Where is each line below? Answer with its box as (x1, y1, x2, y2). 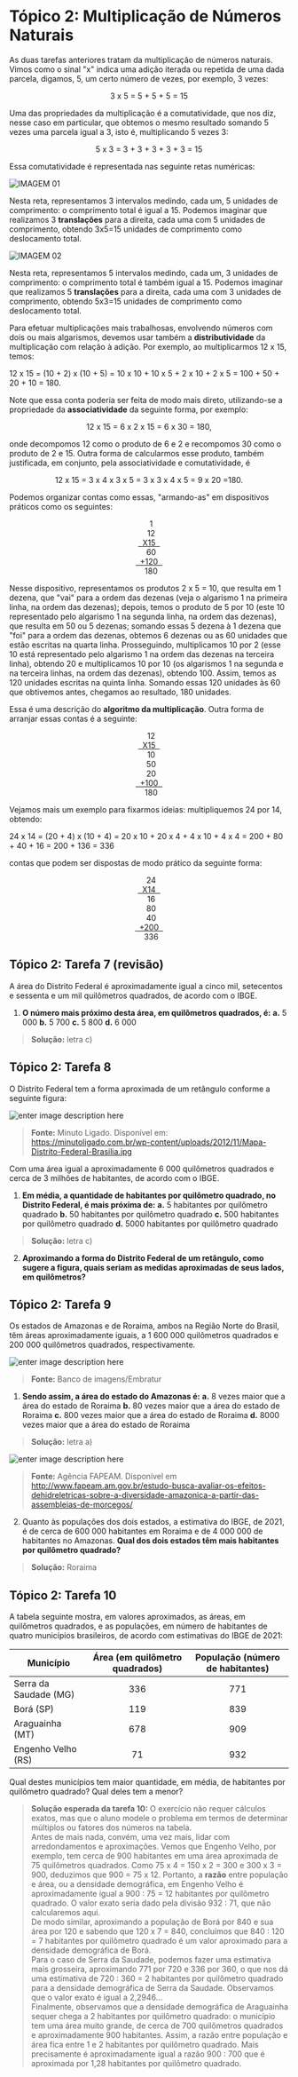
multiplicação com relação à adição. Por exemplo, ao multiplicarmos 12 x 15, (9, 341, 287, 352)
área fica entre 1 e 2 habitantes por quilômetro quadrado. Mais (30, 2040, 259, 2050)
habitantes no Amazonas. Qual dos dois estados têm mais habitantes (21, 1535, 279, 1546)
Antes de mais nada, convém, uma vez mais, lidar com (30, 1832, 231, 1843)
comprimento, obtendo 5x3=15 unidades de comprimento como (9, 296, 242, 306)
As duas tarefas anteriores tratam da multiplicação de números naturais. (9, 54, 273, 65)
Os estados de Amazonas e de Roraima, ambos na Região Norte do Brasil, (9, 1320, 279, 1331)
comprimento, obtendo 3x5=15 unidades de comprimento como (9, 224, 242, 234)
